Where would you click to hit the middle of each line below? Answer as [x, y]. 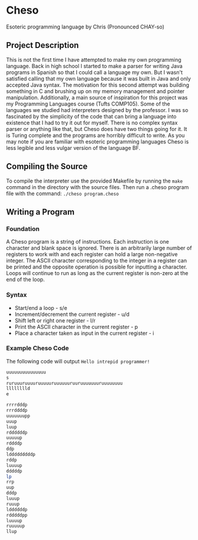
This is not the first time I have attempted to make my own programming [94, 59]
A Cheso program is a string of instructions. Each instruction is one [88, 242]
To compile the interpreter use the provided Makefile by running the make [95, 181]
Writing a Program [40, 212]
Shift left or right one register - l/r [55, 320]
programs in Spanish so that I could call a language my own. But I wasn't [95, 72]
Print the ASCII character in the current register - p [76, 327]
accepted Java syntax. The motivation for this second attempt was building [98, 85]
